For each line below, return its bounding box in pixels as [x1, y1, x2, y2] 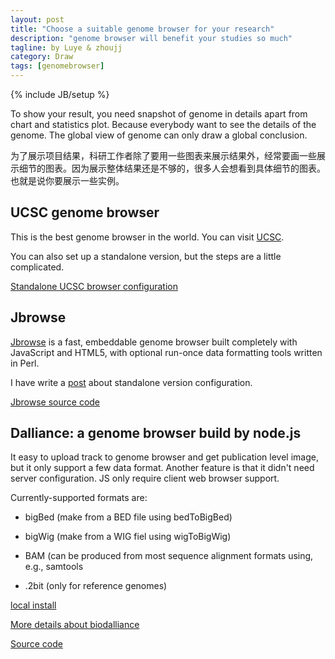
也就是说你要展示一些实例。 [10, 175, 125, 186]
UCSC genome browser [10, 204, 160, 221]
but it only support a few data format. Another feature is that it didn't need [10, 462, 315, 474]
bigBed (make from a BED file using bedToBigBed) [24, 511, 233, 523]
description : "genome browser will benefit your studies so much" [10, 33, 293, 43]
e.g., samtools [24, 561, 84, 573]
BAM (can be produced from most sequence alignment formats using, [24, 550, 314, 562]
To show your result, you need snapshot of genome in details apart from [10, 108, 308, 120]
